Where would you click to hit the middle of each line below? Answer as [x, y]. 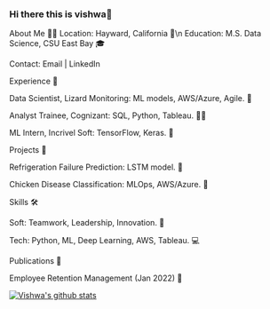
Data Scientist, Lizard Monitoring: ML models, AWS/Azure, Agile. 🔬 [131, 99]
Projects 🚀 [28, 150]
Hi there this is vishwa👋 [61, 14]
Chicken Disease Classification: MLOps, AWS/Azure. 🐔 [109, 185]
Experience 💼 [34, 81]
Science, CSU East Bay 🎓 [57, 44]
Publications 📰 [36, 261]
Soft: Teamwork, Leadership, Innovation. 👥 [87, 223]
